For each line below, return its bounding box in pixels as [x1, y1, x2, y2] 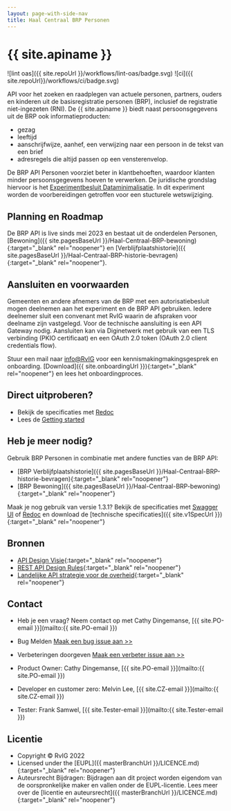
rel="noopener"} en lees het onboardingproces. [7, 369, 143, 378]
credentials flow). [7, 341, 57, 350]
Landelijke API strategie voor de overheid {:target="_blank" [17, 570, 185, 579]
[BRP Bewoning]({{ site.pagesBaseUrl [17, 482, 125, 490]
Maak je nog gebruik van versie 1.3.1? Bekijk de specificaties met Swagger [7, 503, 219, 511]
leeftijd [17, 133, 37, 141]
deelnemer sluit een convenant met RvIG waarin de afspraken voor [7, 312, 198, 320]
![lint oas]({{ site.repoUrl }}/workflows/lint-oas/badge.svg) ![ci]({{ [7, 69, 194, 78]
